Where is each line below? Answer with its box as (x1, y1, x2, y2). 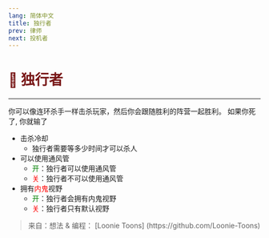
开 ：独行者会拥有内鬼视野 (31, 194, 117, 204)
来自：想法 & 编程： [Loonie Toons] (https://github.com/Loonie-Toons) (27, 221, 261, 231)
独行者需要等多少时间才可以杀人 (31, 143, 138, 153)
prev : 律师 (8, 26, 42, 34)
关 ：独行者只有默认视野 (31, 204, 110, 213)
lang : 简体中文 (8, 11, 54, 20)
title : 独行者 (8, 19, 52, 27)
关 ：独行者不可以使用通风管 (31, 174, 124, 184)
